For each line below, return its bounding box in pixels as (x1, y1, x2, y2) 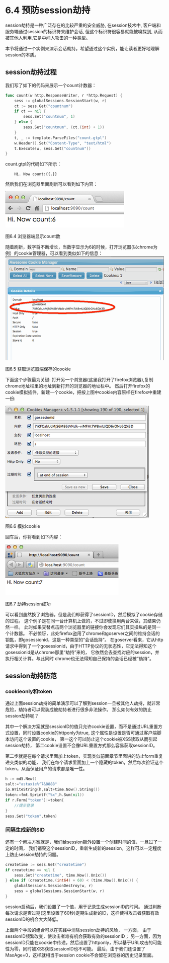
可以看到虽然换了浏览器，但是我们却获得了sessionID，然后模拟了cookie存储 (5, 611, 163, 617)
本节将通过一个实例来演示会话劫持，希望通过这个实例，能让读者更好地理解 (5, 45, 159, 51)
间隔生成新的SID (5, 826, 45, 833)
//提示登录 (14, 803, 34, 808)
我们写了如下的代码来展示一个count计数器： (5, 82, 97, 88)
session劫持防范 (5, 672, 57, 680)
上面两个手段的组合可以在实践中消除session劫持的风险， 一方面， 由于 (5, 927, 152, 933)
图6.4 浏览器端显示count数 (5, 233, 60, 239)
